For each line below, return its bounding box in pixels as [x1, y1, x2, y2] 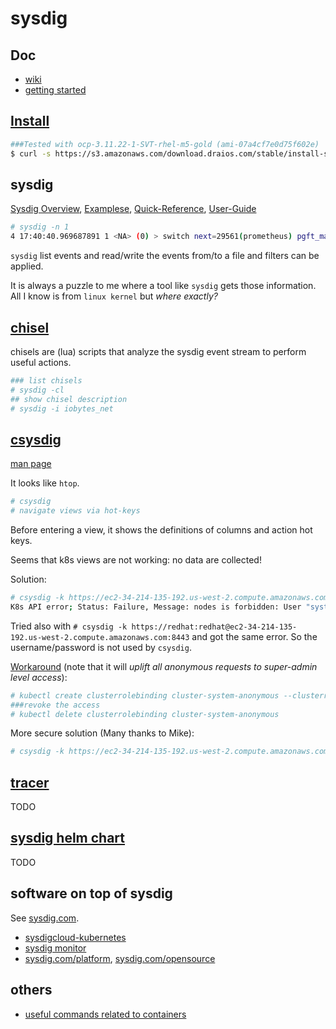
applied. [10, 260, 44, 272]
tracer [10, 774, 50, 791]
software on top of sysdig [10, 885, 173, 902]
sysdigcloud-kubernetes [24, 931, 127, 943]
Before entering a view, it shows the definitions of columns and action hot [10, 524, 313, 536]
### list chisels [10, 375, 83, 386]
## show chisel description [10, 394, 128, 404]
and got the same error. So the [191, 630, 318, 642]
